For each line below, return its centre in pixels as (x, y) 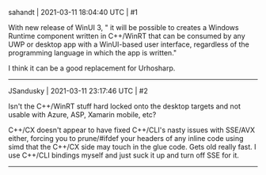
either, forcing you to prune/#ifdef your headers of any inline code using (126, 138)
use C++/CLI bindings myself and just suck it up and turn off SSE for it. (124, 155)
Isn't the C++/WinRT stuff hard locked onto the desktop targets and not (125, 106)
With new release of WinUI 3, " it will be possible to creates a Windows (123, 27)
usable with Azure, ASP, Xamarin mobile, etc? (82, 114)
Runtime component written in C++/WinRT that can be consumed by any (127, 36)
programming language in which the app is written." (93, 53)
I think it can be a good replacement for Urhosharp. (92, 68)
